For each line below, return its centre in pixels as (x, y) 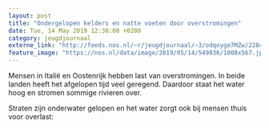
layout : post (30, 16)
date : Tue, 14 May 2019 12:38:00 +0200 (75, 30)
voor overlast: (31, 116)
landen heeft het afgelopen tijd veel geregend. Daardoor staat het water (126, 84)
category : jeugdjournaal (50, 38)
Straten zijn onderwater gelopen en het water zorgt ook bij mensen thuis (128, 108)
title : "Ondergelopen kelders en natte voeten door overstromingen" (125, 23)
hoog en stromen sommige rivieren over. (75, 92)
